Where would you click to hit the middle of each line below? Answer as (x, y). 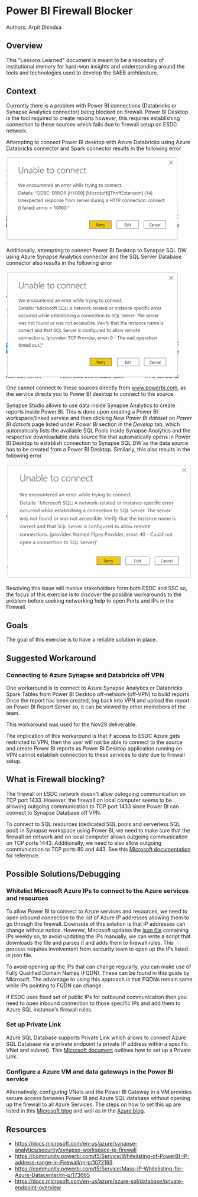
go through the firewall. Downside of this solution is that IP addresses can (96, 923)
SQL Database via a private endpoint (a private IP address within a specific (97, 1043)
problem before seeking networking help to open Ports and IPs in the (90, 600)
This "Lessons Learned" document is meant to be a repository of (85, 60)
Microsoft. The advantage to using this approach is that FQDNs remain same (99, 979)
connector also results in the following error (59, 263)
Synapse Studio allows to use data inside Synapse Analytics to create (91, 405)
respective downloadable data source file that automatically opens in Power (98, 437)
